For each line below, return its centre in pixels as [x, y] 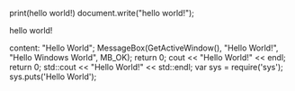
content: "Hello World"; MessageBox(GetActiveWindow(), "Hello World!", [144, 48]
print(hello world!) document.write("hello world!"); [102, 13]
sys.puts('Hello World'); [53, 77]
